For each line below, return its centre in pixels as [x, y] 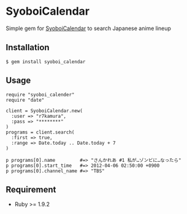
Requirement [31, 189]
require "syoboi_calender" [40, 94]
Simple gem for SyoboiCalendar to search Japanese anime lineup [88, 28]
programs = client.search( [40, 132]
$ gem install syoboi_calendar [46, 62]
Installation [28, 48]
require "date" [25, 100]
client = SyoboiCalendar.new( [44, 111]
